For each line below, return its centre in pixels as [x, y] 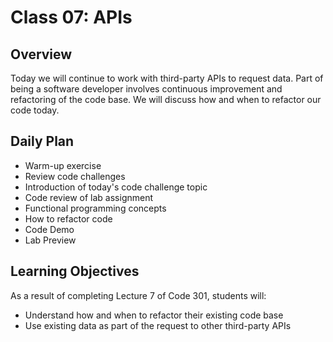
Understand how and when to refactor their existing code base [154, 315]
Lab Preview [50, 240]
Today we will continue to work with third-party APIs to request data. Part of [167, 78]
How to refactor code [68, 218]
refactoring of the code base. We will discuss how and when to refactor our [166, 99]
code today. [35, 110]
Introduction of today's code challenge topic [116, 187]
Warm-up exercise [63, 165]
